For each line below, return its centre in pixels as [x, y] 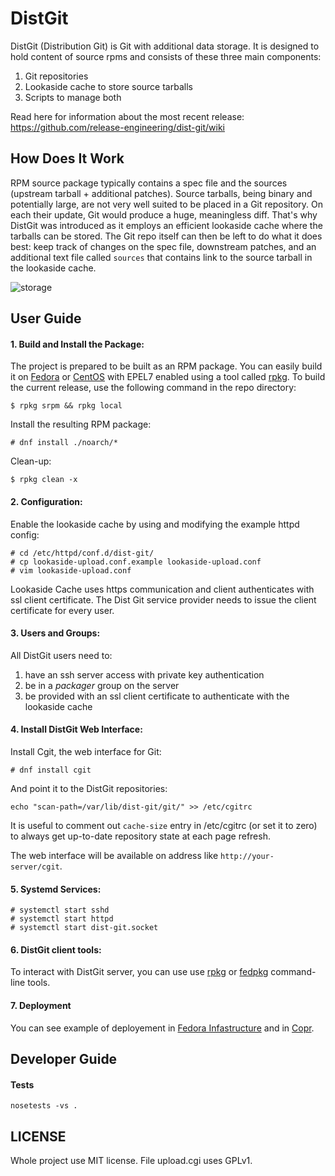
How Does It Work [67, 158]
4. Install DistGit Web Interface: [76, 729]
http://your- [247, 856]
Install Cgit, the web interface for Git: [86, 751]
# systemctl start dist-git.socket [84, 928]
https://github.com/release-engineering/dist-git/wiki [118, 127]
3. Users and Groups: [55, 633]
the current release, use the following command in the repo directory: [153, 388]
